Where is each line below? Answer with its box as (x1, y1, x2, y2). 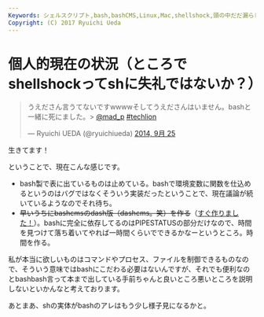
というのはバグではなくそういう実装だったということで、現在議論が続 (26, 189, 254, 198)
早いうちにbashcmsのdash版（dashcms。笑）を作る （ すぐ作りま (19, 208, 233, 218)
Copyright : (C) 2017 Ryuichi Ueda (8, 19, 122, 27)
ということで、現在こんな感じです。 (8, 162, 124, 171)
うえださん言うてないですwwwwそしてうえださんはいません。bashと (27, 102, 251, 112)
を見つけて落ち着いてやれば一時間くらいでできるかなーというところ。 (19, 228, 247, 238)
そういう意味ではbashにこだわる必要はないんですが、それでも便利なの (21, 264, 250, 274)
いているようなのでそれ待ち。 (19, 198, 116, 208)
